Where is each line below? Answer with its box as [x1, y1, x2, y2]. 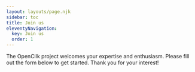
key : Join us [11, 31, 44, 37]
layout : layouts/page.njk [6, 8, 71, 15]
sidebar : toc [6, 14, 39, 20]
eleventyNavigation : [6, 25, 58, 32]
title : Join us [6, 20, 44, 26]
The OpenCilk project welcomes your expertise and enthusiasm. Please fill [6, 53, 190, 60]
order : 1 [11, 36, 33, 42]
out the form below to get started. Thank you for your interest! [6, 59, 159, 66]
